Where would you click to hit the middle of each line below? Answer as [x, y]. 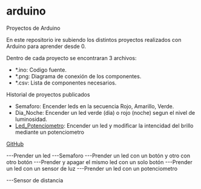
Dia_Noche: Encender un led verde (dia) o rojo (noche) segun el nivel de [105, 112]
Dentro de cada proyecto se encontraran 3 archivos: [71, 58]
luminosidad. [31, 119]
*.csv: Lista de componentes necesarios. [66, 83]
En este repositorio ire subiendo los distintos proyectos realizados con [94, 40]
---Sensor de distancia [35, 180]
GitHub [15, 143]
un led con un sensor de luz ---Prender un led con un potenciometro [92, 168]
